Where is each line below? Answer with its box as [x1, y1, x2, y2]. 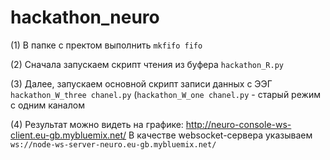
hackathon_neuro [10, 6, 160, 29]
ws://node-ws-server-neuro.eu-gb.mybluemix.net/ [10, 139, 217, 150]
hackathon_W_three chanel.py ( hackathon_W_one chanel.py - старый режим [10, 88, 321, 100]
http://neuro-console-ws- [185, 118, 292, 130]
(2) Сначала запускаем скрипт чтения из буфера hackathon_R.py [10, 58, 284, 70]
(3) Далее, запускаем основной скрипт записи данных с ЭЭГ [10, 77, 273, 90]
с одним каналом [10, 99, 85, 111]
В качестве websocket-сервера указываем [128, 129, 313, 141]
